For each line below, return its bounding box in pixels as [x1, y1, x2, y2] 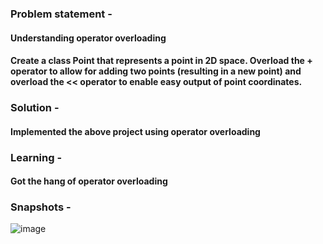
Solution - [10, 101, 60, 115]
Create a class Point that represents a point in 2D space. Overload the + [10, 55, 313, 67]
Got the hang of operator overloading [10, 175, 168, 187]
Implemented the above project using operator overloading [10, 125, 261, 137]
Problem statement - [10, 7, 113, 21]
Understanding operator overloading [10, 32, 167, 44]
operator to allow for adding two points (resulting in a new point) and [10, 65, 302, 77]
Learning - [10, 150, 63, 164]
